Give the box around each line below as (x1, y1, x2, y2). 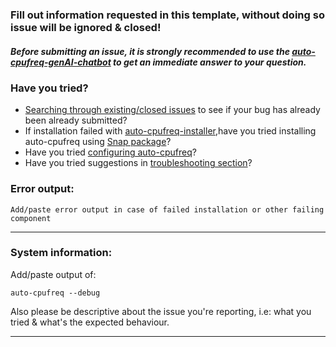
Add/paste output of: (10, 268, 97, 280)
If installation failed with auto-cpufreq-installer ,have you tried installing (24, 125, 317, 137)
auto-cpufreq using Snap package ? (24, 136, 172, 148)
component (10, 213, 52, 223)
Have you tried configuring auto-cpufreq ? (24, 146, 197, 158)
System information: (10, 246, 113, 260)
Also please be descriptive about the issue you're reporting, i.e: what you (10, 305, 312, 317)
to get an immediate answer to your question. (113, 56, 307, 68)
